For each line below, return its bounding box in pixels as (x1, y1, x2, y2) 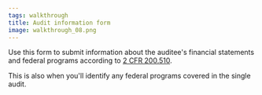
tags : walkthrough (8, 11, 68, 20)
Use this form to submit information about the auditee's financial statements (8, 48, 254, 57)
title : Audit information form (8, 19, 111, 27)
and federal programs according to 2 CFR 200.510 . (8, 56, 173, 65)
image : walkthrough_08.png (8, 26, 97, 34)
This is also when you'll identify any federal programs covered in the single (8, 71, 251, 81)
